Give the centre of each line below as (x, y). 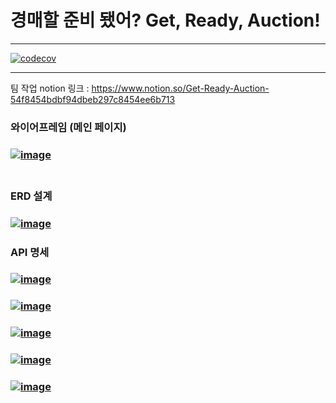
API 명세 (30, 252)
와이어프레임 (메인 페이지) (68, 127)
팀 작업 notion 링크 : (50, 88)
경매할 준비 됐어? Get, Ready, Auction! (165, 20)
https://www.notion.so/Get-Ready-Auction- (180, 88)
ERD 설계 (31, 196)
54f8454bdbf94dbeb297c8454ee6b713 (93, 99)
